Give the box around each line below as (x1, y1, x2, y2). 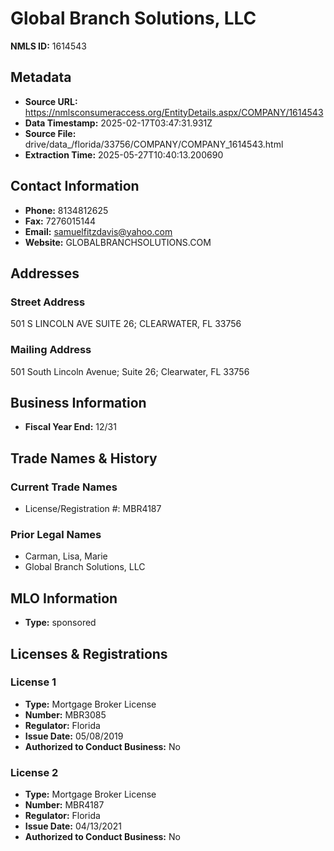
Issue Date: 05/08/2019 (24, 730, 124, 742)
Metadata (10, 69, 72, 86)
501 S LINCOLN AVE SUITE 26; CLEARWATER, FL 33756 (10, 318, 242, 330)
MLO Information (10, 590, 118, 607)
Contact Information (10, 178, 140, 195)
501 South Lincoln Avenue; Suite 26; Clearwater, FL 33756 (10, 365, 250, 377)
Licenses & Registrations (10, 645, 168, 662)
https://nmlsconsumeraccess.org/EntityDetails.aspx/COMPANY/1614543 (24, 106, 324, 118)
